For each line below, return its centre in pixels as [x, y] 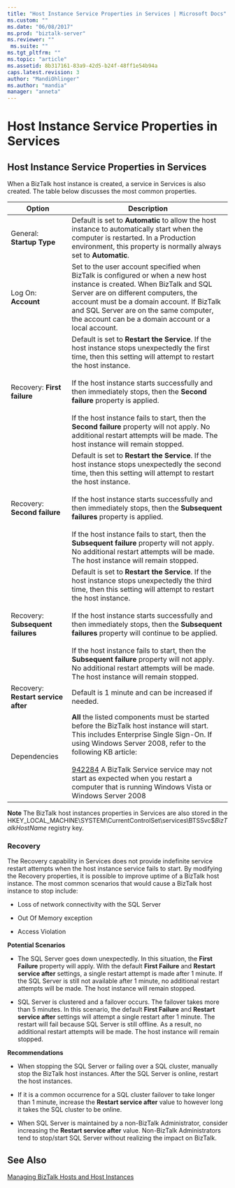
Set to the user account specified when [136, 267]
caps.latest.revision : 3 [43, 72]
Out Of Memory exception [55, 918]
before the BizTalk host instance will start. [140, 726]
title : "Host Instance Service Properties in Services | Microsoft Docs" [117, 14]
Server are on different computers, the [135, 293]
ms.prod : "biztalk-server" [47, 33]
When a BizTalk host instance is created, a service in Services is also [107, 184]
